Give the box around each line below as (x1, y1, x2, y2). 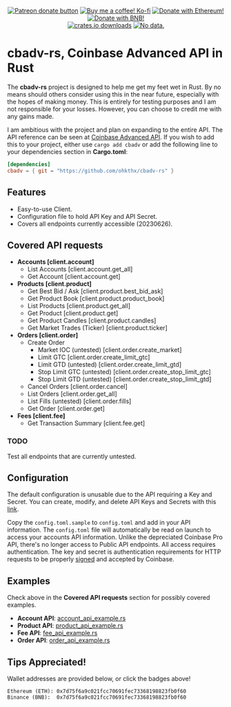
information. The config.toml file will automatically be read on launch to (7, 525, 212, 534)
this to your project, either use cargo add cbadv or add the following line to (7, 140, 219, 148)
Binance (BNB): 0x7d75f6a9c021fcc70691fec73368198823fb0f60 (7, 694, 187, 701)
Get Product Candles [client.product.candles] (27, 316, 157, 325)
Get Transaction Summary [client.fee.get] (27, 419, 145, 427)
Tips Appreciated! (7, 656, 86, 668)
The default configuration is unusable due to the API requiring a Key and (7, 490, 212, 498)
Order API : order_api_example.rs (17, 636, 110, 645)
